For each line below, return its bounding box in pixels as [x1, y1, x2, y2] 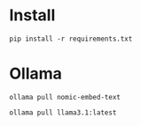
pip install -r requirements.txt [9, 34, 133, 43]
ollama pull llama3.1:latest [9, 107, 117, 117]
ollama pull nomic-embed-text [9, 93, 121, 101]
